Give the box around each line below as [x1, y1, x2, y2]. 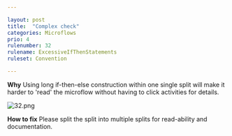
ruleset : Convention [7, 55, 68, 63]
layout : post [7, 16, 45, 23]
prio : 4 [7, 36, 30, 43]
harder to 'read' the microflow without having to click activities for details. [7, 88, 219, 96]
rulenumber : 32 [7, 43, 52, 50]
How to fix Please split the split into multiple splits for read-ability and [7, 114, 208, 123]
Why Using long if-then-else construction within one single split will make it [7, 80, 225, 89]
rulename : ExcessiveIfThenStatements [7, 49, 117, 56]
